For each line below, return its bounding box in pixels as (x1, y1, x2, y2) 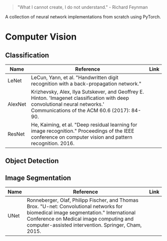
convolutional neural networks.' (31, 101, 104, 107)
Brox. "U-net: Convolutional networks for (26, 203, 123, 210)
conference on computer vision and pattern (31, 134, 133, 141)
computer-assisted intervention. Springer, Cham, (26, 222, 142, 229)
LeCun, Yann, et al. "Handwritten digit (31, 74, 119, 81)
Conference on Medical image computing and (26, 216, 134, 223)
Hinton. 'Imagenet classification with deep (31, 94, 129, 101)
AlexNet (7, 101, 26, 107)
